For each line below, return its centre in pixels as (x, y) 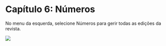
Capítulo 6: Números (50, 9)
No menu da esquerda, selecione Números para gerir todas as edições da (83, 23)
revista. (13, 28)
